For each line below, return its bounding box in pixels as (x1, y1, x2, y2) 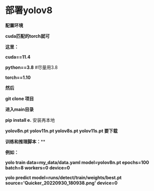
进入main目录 (5, 106, 34, 112)
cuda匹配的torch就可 (5, 33, 50, 39)
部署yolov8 (5, 5, 53, 16)
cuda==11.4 (5, 54, 31, 60)
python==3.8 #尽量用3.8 (5, 64, 58, 70)
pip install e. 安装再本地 (5, 117, 55, 123)
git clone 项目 (5, 96, 34, 102)
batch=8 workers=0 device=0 (5, 165, 70, 171)
